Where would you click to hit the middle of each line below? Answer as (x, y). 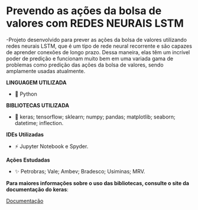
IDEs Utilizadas (25, 134)
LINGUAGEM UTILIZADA (36, 82)
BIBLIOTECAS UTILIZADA (38, 105)
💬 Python (26, 94)
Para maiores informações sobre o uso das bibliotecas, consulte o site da (98, 183)
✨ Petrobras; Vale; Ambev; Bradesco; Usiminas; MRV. (80, 171)
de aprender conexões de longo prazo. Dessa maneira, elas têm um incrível (98, 52)
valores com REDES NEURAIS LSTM (95, 23)
